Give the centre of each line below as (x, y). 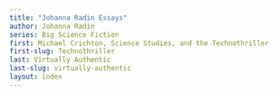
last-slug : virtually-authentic (70, 69)
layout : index (36, 77)
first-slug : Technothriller (62, 52)
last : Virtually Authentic (60, 60)
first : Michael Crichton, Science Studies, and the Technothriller (139, 43)
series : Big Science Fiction (64, 34)
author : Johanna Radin (52, 26)
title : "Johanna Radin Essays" (68, 18)
